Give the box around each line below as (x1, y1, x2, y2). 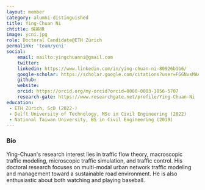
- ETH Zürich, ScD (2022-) (9, 105, 78, 111)
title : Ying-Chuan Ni (6, 20, 62, 26)
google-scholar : (17, 71, 59, 77)
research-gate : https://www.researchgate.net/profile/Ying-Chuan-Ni (17, 94, 195, 100)
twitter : (17, 60, 40, 66)
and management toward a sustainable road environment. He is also (6, 170, 178, 177)
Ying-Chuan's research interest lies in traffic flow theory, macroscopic (6, 150, 183, 158)
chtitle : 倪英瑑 (6, 26, 45, 32)
